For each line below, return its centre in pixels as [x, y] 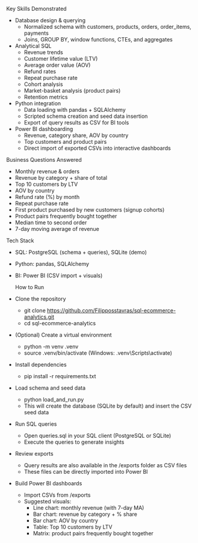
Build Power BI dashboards [48, 483]
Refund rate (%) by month [47, 197]
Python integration [38, 103]
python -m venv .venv [51, 346]
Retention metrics [46, 97]
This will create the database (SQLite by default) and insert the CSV [108, 406]
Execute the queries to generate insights [74, 442]
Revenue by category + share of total [61, 178]
